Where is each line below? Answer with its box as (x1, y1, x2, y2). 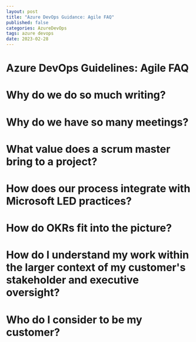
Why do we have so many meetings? (6, 116, 189, 129)
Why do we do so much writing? (6, 88, 166, 102)
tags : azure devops (6, 31, 54, 37)
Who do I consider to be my (6, 313, 142, 326)
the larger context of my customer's (6, 261, 186, 274)
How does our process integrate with (6, 182, 191, 195)
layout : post (6, 8, 38, 15)
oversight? (6, 286, 60, 300)
